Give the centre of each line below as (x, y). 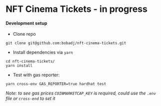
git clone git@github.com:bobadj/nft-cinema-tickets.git (66, 43)
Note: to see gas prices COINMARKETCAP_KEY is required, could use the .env (81, 93)
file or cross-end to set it (30, 99)
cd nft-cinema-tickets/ (30, 61)
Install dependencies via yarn (43, 53)
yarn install (19, 66)
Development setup (27, 23)
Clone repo (24, 34)
